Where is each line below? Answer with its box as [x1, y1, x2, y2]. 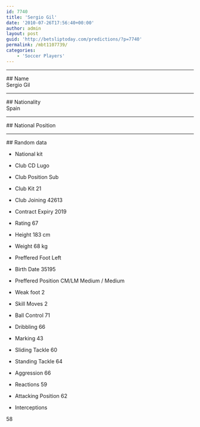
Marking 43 [14, 334, 43, 342]
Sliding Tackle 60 [14, 346, 58, 353]
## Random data [6, 139, 47, 146]
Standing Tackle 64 [14, 357, 63, 365]
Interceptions [14, 404, 48, 411]
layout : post [6, 31, 39, 37]
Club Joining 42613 [14, 196, 63, 203]
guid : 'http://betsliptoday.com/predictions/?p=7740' [6, 36, 143, 42]
